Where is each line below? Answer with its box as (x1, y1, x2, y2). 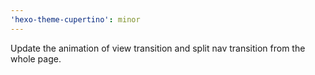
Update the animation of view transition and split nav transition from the (10, 42, 306, 54)
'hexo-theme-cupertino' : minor (10, 14, 141, 25)
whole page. (10, 52, 62, 65)
